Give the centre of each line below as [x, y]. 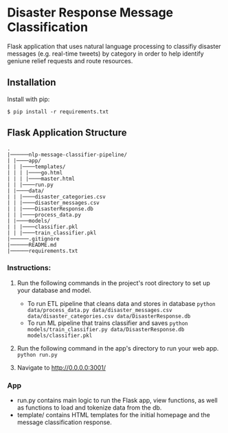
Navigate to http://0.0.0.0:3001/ [61, 367]
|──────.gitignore [33, 238]
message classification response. [64, 422]
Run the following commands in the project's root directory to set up [114, 282]
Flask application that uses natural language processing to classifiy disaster [114, 46]
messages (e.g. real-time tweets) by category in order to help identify [105, 54]
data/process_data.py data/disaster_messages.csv [100, 310]
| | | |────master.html [41, 179]
